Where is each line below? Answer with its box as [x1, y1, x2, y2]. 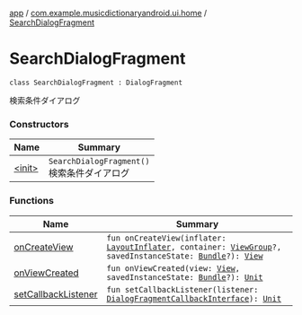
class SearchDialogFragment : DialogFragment [9, 78, 182, 87]
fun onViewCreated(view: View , [106, 263, 241, 273]
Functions [9, 195, 54, 207]
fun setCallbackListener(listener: [106, 284, 259, 294]
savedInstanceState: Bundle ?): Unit [106, 272, 263, 282]
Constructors [9, 118, 69, 130]
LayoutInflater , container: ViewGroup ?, [106, 241, 281, 252]
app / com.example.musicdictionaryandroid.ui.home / [9, 8, 208, 18]
